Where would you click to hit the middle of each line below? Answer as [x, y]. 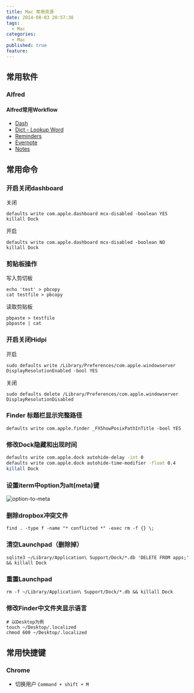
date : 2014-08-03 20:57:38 [40, 17]
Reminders [28, 136]
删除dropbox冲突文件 [37, 515]
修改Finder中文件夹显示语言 [47, 608]
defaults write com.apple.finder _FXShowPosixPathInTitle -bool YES [94, 428]
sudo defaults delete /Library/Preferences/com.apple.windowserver [92, 394]
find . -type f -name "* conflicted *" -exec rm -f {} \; [80, 528]
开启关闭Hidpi [26, 340]
